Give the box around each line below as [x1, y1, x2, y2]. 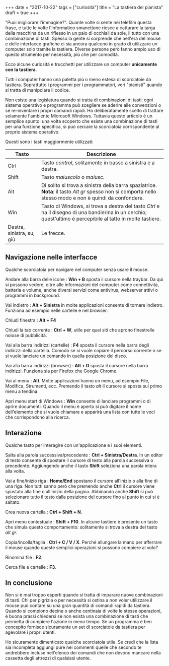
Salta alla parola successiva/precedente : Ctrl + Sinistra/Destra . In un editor [5, 452, 163, 458]
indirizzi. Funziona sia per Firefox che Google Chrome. [5, 368, 118, 374]
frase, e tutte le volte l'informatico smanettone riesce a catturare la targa [5, 25, 155, 31]
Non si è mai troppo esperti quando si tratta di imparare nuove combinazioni [5, 592, 163, 598]
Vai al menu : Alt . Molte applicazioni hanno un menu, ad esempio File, [5, 377, 150, 383]
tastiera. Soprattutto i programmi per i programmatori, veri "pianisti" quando [5, 82, 162, 88]
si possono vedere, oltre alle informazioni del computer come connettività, [5, 282, 159, 288]
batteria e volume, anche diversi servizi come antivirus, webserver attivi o [5, 287, 158, 293]
